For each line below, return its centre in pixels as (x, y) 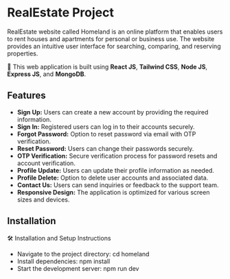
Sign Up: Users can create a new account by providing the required (113, 112)
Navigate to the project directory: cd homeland (83, 254)
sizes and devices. (43, 199)
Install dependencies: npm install (64, 261)
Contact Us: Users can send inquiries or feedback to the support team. (118, 185)
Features (26, 96)
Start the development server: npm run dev (78, 268)
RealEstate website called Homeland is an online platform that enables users (115, 32)
